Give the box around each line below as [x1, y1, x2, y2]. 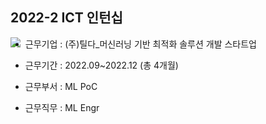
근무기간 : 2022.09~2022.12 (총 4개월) [24, 59, 179, 71]
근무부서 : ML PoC [24, 80, 98, 92]
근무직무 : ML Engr [24, 101, 100, 113]
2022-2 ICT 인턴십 [10, 9, 123, 27]
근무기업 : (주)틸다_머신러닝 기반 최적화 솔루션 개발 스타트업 [24, 38, 257, 50]
